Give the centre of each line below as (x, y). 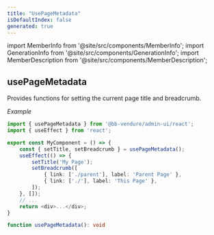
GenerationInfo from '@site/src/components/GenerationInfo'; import (103, 53)
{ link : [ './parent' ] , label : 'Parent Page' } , (113, 175)
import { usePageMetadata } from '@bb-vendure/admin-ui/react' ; (101, 124)
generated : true (30, 26)
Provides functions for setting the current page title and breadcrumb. (104, 98)
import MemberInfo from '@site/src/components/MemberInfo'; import (106, 46)
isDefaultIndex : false (39, 20)
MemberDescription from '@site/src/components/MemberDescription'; (107, 60)
